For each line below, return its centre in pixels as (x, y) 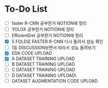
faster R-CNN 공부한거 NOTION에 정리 (49, 23)
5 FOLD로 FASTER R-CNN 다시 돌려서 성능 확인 (57, 42)
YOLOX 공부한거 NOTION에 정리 (43, 29)
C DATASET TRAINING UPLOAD (43, 70)
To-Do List (26, 9)
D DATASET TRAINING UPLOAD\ (44, 75)
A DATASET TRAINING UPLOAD (43, 59)
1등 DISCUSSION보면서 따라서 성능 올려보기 (54, 48)
